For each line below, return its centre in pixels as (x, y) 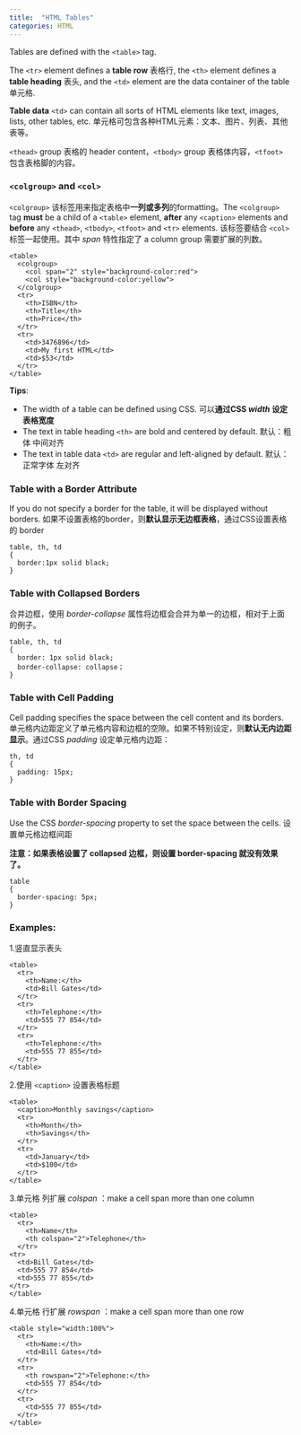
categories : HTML (42, 26)
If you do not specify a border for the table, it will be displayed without (139, 509)
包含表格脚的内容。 (45, 162)
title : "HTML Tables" (52, 17)
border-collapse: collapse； (71, 668)
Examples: (33, 927)
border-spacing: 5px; (58, 897)
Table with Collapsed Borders (75, 593)
